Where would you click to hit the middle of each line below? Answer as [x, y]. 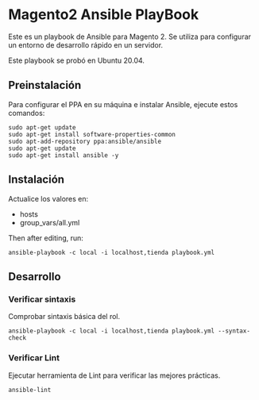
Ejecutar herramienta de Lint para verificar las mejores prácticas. [114, 375]
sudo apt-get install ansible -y [64, 155]
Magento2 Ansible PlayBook [104, 15]
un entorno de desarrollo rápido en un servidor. [86, 44]
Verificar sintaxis [42, 299]
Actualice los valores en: [48, 198]
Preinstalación [45, 85]
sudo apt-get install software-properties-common [92, 134]
